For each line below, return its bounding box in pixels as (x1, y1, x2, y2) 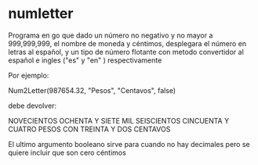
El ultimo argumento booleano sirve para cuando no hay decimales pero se (8, 139, 250, 149)
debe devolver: (8, 101, 57, 110)
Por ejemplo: (8, 70, 49, 80)
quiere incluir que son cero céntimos (8, 148, 127, 157)
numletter (8, 5, 74, 23)
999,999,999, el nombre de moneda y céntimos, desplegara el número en (8, 38, 247, 48)
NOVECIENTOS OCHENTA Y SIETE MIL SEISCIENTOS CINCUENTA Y (8, 116, 230, 125)
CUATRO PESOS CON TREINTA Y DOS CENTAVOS (8, 124, 171, 134)
